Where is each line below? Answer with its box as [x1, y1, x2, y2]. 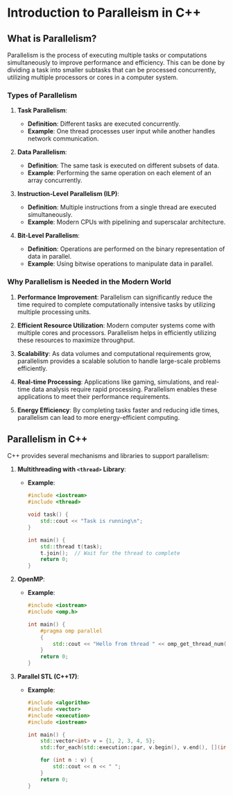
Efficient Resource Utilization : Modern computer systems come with [17, 321, 216, 330]
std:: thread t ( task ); [40, 543, 103, 550]
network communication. [27, 134, 99, 143]
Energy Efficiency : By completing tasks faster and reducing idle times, [17, 405, 220, 414]
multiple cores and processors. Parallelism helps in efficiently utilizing [17, 328, 217, 336]
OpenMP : [17, 575, 45, 583]
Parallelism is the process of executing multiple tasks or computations [7, 51, 207, 59]
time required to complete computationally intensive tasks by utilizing [17, 300, 216, 309]
